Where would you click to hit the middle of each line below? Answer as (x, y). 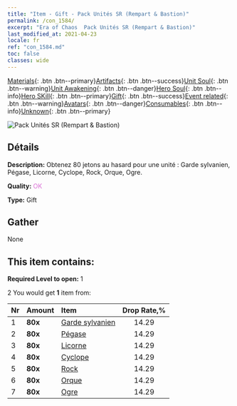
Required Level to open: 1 (45, 279)
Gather (23, 222)
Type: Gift (22, 200)
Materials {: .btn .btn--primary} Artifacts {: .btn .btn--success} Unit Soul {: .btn (118, 81)
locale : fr (23, 41)
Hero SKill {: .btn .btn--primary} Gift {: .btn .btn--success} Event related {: (125, 96)
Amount (40, 310)
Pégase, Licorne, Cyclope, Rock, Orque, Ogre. (75, 172)
